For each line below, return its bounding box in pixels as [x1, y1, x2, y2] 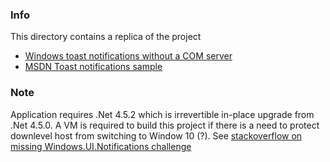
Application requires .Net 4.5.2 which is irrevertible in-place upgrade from [10, 108, 315, 120]
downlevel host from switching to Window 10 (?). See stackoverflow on [10, 129, 303, 142]
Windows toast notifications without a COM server [24, 50, 233, 62]
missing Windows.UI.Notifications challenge [10, 140, 192, 152]
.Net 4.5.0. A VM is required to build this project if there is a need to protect [10, 119, 320, 131]
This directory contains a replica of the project [10, 31, 202, 43]
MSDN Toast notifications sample [24, 61, 163, 73]
